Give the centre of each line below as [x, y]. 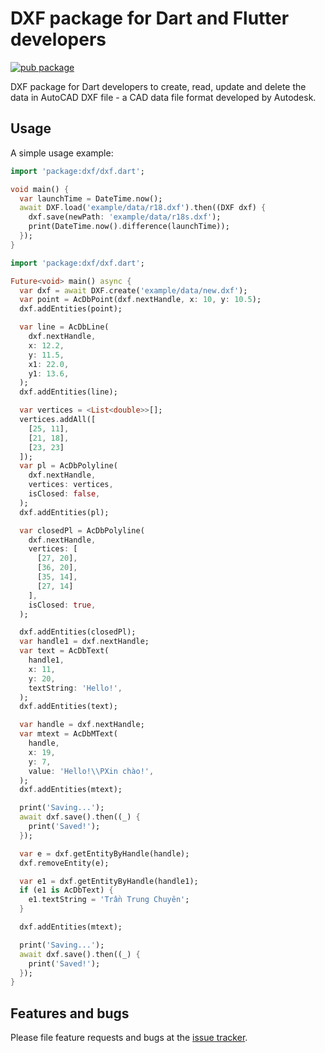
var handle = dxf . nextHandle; [82, 725]
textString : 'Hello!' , [75, 688]
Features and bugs [70, 1013]
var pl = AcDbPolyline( [68, 466]
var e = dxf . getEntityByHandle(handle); [104, 853]
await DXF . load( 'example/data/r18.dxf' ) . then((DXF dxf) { [143, 208]
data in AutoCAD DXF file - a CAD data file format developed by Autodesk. [163, 97]
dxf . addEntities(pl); [64, 512]
